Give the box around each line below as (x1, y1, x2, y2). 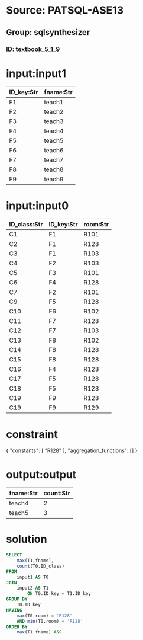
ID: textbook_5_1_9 (6, 45, 60, 53)
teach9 (44, 175, 64, 184)
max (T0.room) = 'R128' (17, 613, 73, 619)
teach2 (44, 108, 64, 116)
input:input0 (6, 199, 69, 212)
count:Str (43, 489, 71, 498)
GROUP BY (6, 596, 28, 602)
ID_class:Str (9, 220, 43, 229)
